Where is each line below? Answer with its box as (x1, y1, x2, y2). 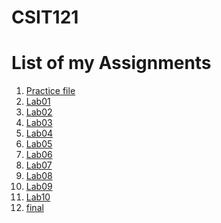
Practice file (25, 85, 76, 97)
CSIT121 (11, 6, 79, 29)
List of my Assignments (11, 52, 212, 75)
